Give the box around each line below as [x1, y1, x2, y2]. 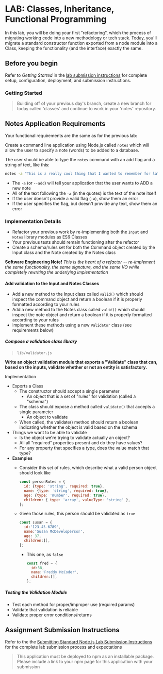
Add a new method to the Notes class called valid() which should [12, 307, 145, 313]
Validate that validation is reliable [12, 607, 78, 613]
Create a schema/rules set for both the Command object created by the [12, 244, 155, 251]
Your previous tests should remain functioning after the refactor [12, 239, 139, 245]
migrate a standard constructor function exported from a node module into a [5, 40, 158, 46]
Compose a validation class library [5, 338, 78, 344]
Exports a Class [12, 383, 44, 389]
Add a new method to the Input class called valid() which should [12, 291, 143, 297]
